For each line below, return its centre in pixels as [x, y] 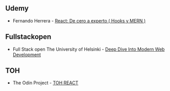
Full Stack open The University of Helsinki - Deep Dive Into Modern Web [89, 49]
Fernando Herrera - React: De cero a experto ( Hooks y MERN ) [79, 20]
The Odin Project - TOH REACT [45, 83]
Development [27, 54]
